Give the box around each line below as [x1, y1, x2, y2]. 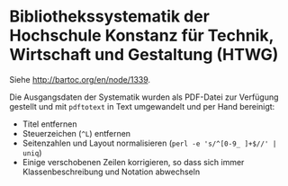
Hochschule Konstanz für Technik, [9, 25, 274, 46]
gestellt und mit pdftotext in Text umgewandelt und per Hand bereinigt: [9, 101, 275, 111]
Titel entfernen [22, 119, 77, 129]
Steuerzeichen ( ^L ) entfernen [22, 128, 131, 138]
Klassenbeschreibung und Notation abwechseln [22, 166, 201, 177]
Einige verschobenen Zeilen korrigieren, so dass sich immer [22, 156, 245, 167]
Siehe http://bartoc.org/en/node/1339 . [9, 74, 151, 84]
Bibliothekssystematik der [9, 6, 210, 27]
